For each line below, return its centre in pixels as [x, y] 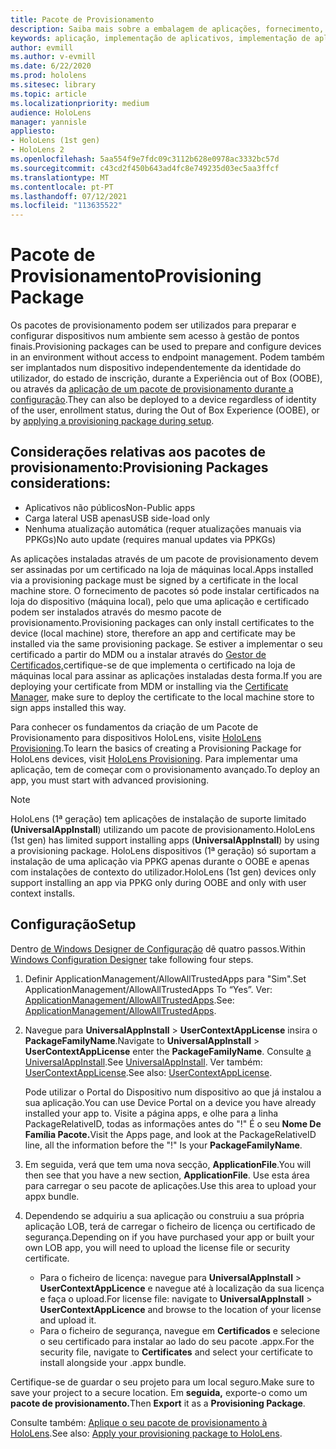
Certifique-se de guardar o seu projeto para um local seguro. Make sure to [162, 1382]
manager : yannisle [48, 122]
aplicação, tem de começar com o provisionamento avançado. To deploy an [165, 769]
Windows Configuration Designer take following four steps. [132, 959]
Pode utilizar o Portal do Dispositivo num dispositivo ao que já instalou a [173, 1092]
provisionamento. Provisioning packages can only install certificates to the [162, 622]
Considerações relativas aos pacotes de [138, 452]
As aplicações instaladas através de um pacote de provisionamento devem [164, 558]
